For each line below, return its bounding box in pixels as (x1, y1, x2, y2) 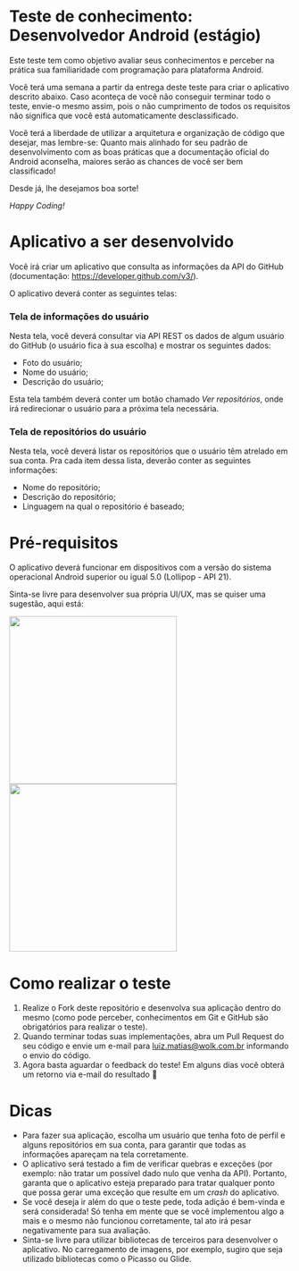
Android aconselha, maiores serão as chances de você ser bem (9, 156, 244, 166)
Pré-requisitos (9, 532, 119, 553)
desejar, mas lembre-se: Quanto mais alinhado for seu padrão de (9, 137, 248, 148)
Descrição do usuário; (21, 377, 104, 387)
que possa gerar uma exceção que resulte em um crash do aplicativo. (21, 1187, 279, 1198)
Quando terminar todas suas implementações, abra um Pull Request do (21, 1031, 285, 1042)
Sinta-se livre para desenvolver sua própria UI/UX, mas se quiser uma (9, 589, 266, 600)
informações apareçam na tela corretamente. (21, 1149, 189, 1160)
